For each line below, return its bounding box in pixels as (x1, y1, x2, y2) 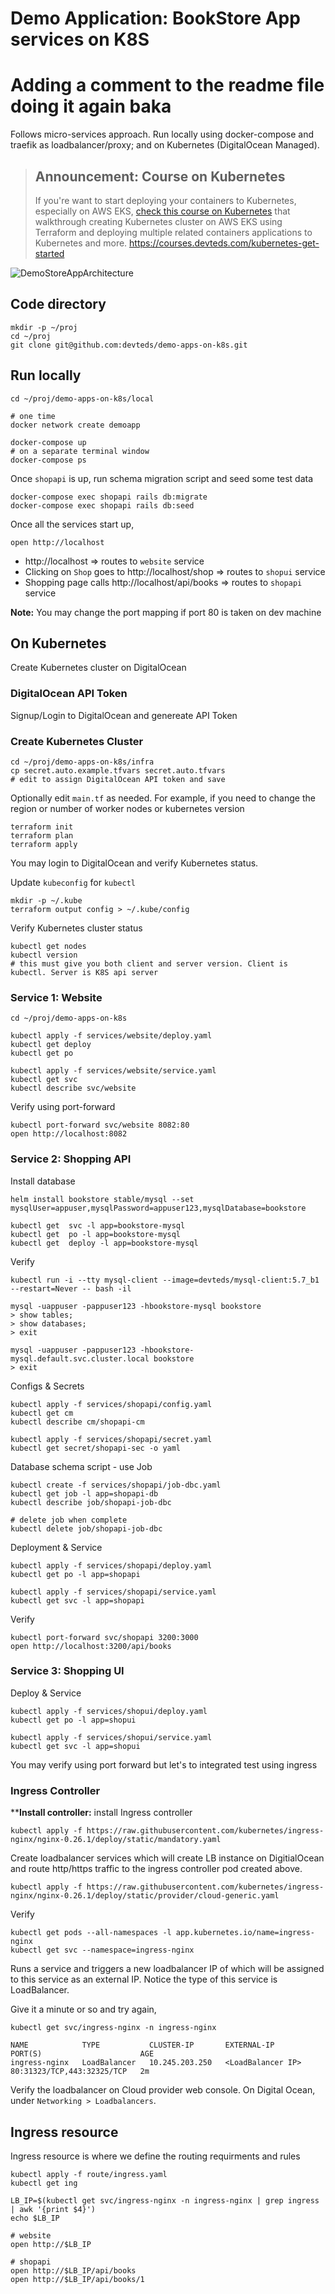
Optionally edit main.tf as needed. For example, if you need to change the (10, 792, 316, 804)
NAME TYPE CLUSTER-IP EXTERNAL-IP (10, 2040, 275, 2051)
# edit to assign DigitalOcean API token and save (10, 774, 226, 784)
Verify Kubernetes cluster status (10, 922, 143, 934)
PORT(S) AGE (10, 2049, 155, 2059)
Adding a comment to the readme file (10, 74, 325, 97)
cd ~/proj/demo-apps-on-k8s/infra (10, 757, 155, 767)
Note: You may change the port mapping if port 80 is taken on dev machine (10, 606, 322, 618)
